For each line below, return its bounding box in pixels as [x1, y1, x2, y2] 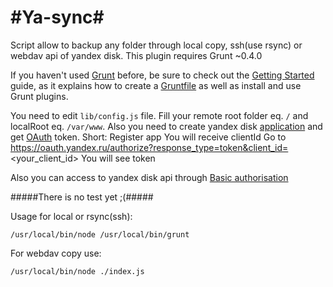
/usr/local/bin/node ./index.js [10, 266, 145, 276]
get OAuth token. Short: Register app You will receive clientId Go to [10, 131, 287, 143]
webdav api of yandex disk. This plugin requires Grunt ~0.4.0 [10, 49, 263, 61]
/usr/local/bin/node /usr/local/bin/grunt [10, 229, 190, 240]
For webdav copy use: [10, 247, 102, 259]
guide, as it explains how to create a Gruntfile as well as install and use [10, 79, 302, 91]
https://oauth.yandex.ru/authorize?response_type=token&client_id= [10, 141, 289, 153]
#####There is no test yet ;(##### [10, 191, 154, 203]
